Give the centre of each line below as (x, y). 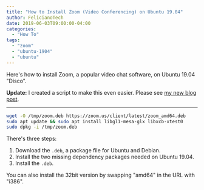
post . (13, 99)
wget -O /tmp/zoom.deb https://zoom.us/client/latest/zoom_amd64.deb (96, 116)
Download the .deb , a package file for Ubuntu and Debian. (88, 151)
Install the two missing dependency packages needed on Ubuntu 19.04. (104, 157)
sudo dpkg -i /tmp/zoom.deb (42, 127)
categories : (21, 29)
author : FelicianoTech (35, 18)
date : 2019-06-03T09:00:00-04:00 (49, 23)
